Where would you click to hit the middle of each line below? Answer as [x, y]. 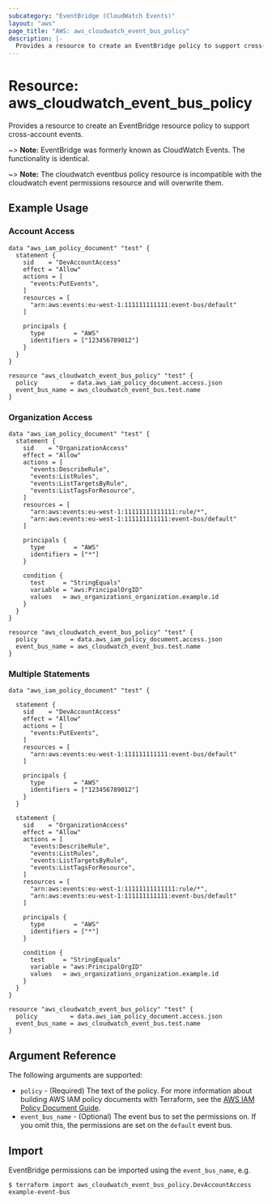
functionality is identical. [49, 159]
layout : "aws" [32, 23]
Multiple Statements [49, 674]
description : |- [36, 38]
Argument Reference [62, 1055]
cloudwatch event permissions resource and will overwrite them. [116, 183]
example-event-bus [39, 1192]
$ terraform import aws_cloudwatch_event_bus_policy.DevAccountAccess [130, 1185]
